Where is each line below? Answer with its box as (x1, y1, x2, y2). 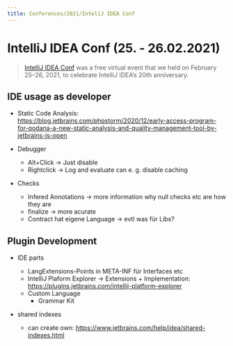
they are (27, 200, 52, 209)
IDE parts (17, 253, 44, 262)
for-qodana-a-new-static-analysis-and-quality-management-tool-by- (17, 124, 217, 132)
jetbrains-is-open (17, 132, 67, 140)
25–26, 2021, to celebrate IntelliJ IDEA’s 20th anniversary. (24, 70, 189, 79)
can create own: (27, 324, 74, 332)
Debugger (17, 145, 47, 153)
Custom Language (27, 290, 81, 298)
